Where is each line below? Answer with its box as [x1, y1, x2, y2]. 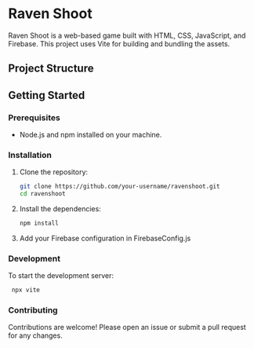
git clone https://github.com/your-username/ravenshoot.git [19, 182, 220, 191]
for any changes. [8, 331, 63, 340]
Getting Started [8, 88, 85, 102]
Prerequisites [8, 112, 60, 123]
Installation [8, 149, 53, 160]
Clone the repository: [19, 167, 89, 177]
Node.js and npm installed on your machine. [19, 130, 162, 140]
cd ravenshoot [19, 190, 66, 198]
